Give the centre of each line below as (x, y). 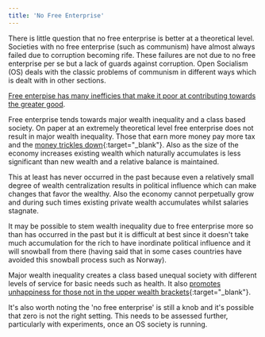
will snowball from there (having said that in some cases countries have (125, 251)
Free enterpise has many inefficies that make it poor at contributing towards (132, 95)
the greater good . (37, 104)
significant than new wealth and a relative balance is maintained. (114, 161)
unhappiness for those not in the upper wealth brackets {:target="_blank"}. (130, 292)
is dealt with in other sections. (58, 80)
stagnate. (24, 210)
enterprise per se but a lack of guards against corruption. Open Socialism (128, 63)
